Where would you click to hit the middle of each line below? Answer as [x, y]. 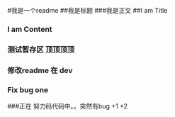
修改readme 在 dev [40, 70]
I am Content [30, 29]
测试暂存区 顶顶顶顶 [41, 50]
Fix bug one [28, 89]
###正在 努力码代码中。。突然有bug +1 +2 [68, 106]
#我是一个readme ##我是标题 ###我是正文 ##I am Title [87, 10]
